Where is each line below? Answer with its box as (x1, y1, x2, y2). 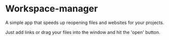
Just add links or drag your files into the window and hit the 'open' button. (5, 29, 160, 35)
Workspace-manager (5, 3, 98, 14)
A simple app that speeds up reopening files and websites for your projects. (5, 19, 164, 25)
